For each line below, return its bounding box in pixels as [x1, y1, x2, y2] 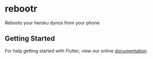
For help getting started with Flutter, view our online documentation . [5, 47, 148, 53]
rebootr [5, 3, 38, 15]
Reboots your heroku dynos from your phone [5, 20, 100, 26]
